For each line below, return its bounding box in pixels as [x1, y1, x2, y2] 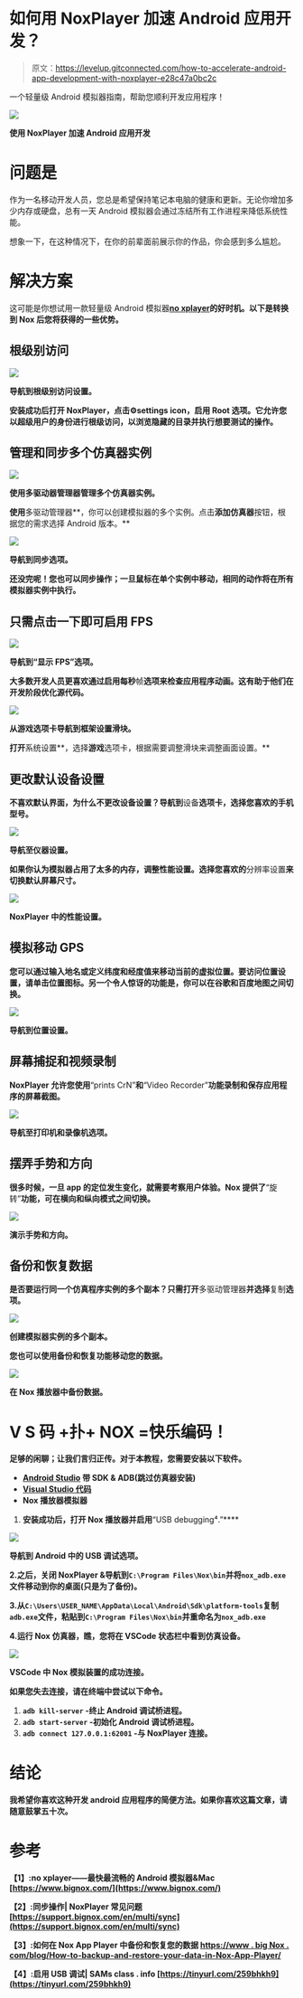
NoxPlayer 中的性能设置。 [9, 911, 106, 922]
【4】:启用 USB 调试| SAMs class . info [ [9, 1968, 161, 1980]
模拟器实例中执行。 [9, 585, 81, 596]
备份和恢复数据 [9, 1258, 93, 1273]
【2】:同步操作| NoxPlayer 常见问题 [9, 1901, 142, 1912]
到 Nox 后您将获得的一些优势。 [9, 314, 124, 325]
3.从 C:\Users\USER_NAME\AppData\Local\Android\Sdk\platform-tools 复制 [9, 1600, 280, 1611]
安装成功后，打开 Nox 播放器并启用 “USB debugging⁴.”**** [22, 1514, 240, 1525]
